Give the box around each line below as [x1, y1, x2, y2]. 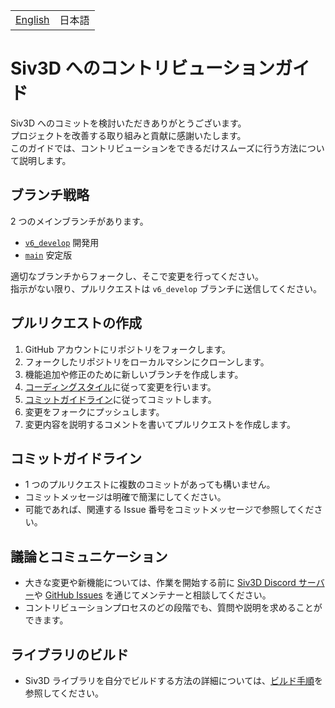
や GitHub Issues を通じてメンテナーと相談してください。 [33, 589, 272, 601]
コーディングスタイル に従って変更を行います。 [24, 380, 217, 393]
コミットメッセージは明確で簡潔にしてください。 [24, 491, 227, 503]
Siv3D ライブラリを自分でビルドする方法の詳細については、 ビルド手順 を [24, 675, 324, 686]
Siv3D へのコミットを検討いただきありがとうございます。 [10, 117, 247, 129]
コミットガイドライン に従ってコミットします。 [24, 393, 217, 405]
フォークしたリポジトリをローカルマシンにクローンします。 [24, 355, 270, 368]
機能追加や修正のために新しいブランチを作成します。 [24, 368, 244, 380]
